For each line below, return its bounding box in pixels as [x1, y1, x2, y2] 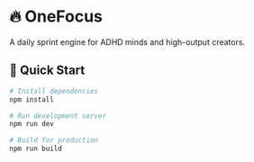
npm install [9, 94, 54, 104]
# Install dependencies [9, 86, 99, 95]
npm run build [9, 144, 63, 154]
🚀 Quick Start [9, 63, 86, 78]
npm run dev [9, 120, 54, 129]
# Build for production [9, 136, 99, 145]
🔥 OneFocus [9, 6, 104, 27]
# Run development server [9, 111, 106, 121]
